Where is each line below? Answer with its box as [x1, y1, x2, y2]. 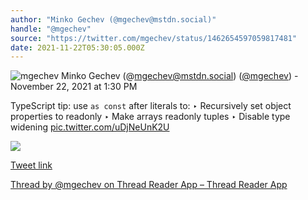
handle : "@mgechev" [10, 24, 92, 34]
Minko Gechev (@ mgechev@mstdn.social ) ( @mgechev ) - [60, 70, 299, 82]
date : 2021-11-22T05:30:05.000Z [10, 42, 145, 53]
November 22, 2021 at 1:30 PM [10, 81, 138, 93]
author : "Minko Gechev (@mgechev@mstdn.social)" [10, 14, 217, 25]
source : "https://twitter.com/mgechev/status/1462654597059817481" [10, 33, 298, 43]
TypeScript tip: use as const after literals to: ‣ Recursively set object [10, 100, 292, 112]
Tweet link [10, 159, 53, 171]
